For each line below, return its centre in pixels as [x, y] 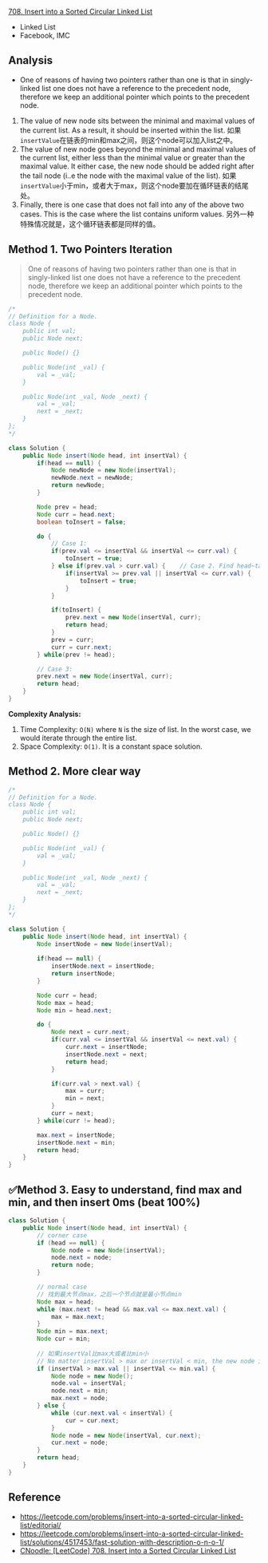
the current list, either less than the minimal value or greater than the [132, 157]
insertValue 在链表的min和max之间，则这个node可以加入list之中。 [128, 140]
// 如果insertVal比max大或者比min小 [93, 1353]
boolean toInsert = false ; [82, 522]
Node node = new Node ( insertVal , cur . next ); [126, 1435]
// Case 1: [69, 544]
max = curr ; [85, 1091]
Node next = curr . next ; [90, 1032]
